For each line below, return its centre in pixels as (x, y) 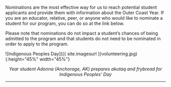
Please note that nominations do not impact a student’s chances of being (82, 33)
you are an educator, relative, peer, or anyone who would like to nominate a (84, 18)
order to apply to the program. (37, 44)
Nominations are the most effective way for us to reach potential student (81, 7)
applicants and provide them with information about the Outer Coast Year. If (84, 13)
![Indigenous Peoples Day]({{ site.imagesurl (51, 54)
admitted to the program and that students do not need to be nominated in (83, 38)
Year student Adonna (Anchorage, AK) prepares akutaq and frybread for (85, 69)
